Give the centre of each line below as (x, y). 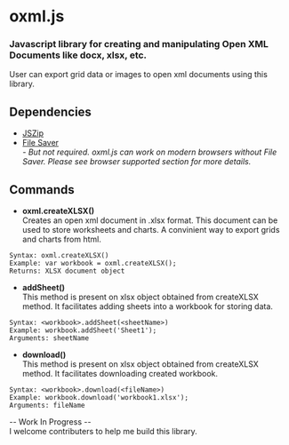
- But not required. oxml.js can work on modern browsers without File (149, 152)
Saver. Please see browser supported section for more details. (136, 162)
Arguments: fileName (48, 406)
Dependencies (50, 111)
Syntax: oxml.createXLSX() (59, 256)
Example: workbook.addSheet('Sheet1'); (83, 330)
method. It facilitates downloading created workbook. (120, 374)
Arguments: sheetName (49, 338)
